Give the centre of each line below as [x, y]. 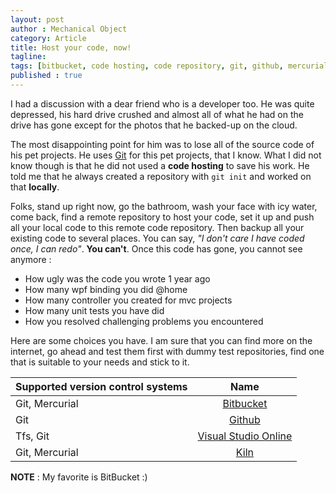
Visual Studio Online [245, 436]
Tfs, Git [32, 436]
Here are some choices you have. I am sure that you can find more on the [161, 340]
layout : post [37, 19]
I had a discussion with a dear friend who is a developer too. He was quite [162, 103]
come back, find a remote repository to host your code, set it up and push [162, 217]
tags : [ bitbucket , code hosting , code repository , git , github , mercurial [169, 66]
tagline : [28, 57]
